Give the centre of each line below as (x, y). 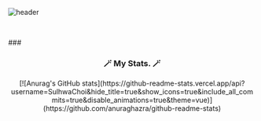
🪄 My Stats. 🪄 (132, 63)
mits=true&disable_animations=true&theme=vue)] (132, 100)
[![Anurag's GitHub (50, 83)
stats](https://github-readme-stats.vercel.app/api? (163, 83)
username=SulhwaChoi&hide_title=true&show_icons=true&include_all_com (132, 92)
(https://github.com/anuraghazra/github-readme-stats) (132, 108)
